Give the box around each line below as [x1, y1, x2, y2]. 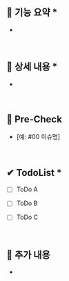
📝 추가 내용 [6, 249, 51, 261]
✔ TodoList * [6, 166, 62, 179]
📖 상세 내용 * [6, 61, 58, 73]
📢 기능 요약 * [6, 6, 58, 19]
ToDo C [16, 213, 39, 221]
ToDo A [16, 185, 39, 193]
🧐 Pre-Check [6, 113, 63, 125]
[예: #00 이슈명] [16, 133, 60, 141]
